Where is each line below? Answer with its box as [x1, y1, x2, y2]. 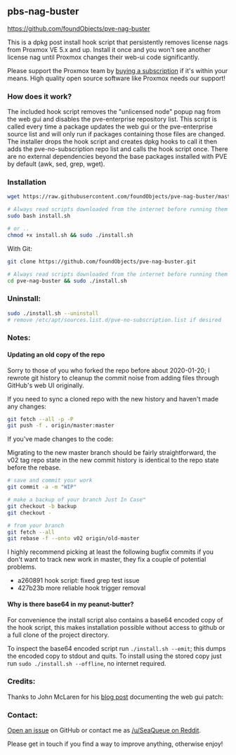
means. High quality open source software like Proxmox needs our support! [7, 74, 226, 82]
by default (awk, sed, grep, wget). [7, 160, 105, 168]
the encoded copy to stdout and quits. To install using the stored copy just [7, 652, 223, 660]
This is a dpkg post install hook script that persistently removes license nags [7, 38, 228, 46]
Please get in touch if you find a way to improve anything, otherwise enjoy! [7, 740, 223, 748]
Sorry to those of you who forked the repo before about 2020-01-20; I [7, 366, 210, 375]
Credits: [7, 676, 36, 686]
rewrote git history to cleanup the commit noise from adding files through [7, 373, 219, 382]
